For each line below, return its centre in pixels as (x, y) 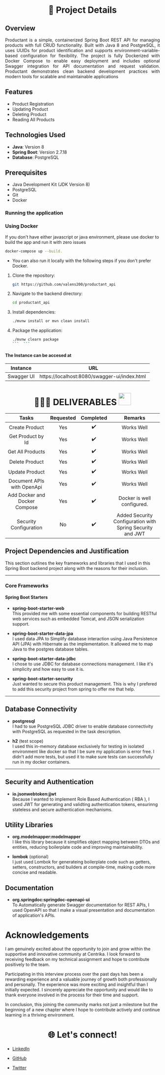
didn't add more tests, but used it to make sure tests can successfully (82, 756)
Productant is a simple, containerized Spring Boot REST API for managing (82, 40)
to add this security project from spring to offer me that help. (73, 689)
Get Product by (27, 436)
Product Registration (33, 104)
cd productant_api (31, 303)
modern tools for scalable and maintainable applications (62, 76)
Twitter (19, 1068)
